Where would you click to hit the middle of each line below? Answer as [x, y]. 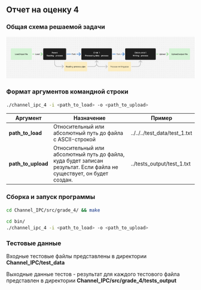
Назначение [90, 118]
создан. [63, 180]
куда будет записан [78, 161]
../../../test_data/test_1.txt [162, 133]
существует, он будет [81, 173]
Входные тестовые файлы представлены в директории [76, 256]
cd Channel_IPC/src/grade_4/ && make [53, 210]
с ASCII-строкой [74, 140]
